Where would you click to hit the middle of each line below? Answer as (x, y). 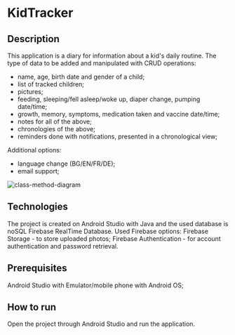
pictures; (30, 92)
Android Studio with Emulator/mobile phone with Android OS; (95, 285)
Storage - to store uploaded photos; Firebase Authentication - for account (114, 238)
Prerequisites (37, 268)
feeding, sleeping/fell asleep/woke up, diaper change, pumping (109, 99)
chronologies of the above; (56, 129)
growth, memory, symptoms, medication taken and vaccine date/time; (119, 114)
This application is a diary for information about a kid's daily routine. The (112, 55)
